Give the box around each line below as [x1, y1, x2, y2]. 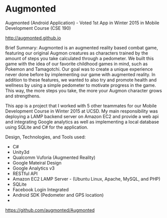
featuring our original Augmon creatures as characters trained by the [5, 50, 148, 56]
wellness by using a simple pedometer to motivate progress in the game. [5, 82, 156, 88]
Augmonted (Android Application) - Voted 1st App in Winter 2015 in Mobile [5, 20, 160, 26]
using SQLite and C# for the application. [5, 124, 88, 130]
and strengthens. [5, 93, 41, 99]
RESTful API [12, 170, 38, 177]
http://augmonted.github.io [5, 35, 62, 41]
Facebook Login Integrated [12, 186, 69, 192]
